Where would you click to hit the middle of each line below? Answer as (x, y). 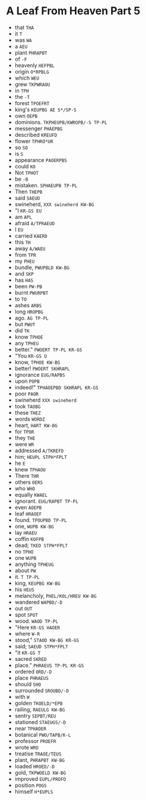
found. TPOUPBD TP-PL (41, 520)
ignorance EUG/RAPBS (40, 374)
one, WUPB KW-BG (34, 526)
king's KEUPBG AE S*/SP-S (45, 109)
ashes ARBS (28, 305)
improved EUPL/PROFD (40, 779)
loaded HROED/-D (35, 766)
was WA (23, 40)
